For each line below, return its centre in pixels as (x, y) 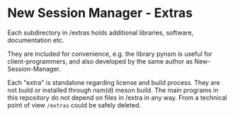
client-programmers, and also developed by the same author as (100, 61)
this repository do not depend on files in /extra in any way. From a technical (117, 98)
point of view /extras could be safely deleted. (74, 105)
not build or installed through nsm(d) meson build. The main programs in (113, 90)
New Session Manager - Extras (100, 13)
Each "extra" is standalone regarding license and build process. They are (114, 82)
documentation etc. (36, 40)
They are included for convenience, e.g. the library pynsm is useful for (110, 54)
